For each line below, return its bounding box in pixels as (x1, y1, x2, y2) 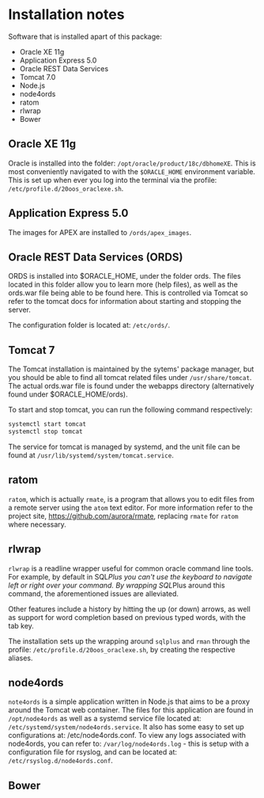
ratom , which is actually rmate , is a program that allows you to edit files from (8, 494, 255, 503)
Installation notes (8, 6, 125, 24)
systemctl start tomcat (8, 420, 87, 428)
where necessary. (8, 519, 67, 529)
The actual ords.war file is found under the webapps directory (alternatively (8, 382, 255, 391)
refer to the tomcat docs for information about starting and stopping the (8, 297, 242, 306)
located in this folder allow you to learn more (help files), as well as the (8, 279, 239, 290)
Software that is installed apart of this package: (8, 32, 162, 41)
